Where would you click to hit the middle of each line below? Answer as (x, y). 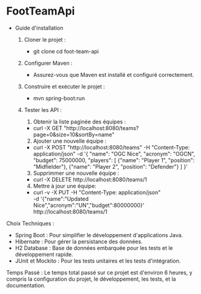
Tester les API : (43, 109)
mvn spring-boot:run (59, 98)
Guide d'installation (39, 28)
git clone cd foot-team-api (66, 51)
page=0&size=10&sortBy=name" (74, 134)
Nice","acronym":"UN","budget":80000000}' (89, 205)
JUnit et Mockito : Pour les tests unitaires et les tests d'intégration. (98, 261)
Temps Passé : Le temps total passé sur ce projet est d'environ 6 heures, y (99, 272)
